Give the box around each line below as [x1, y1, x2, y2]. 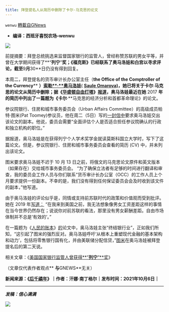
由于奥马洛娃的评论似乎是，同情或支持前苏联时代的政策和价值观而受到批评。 [5, 195, 164, 201]
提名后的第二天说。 [5, 243, 45, 249]
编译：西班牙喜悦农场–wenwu [12, 32, 75, 38]
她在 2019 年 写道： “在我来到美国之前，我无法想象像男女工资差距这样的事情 [5, 201, 162, 207]
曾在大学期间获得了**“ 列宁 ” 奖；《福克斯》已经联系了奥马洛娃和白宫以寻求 [5, 59, 157, 65]
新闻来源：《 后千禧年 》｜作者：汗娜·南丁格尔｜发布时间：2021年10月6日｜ [5, 276, 159, 282]
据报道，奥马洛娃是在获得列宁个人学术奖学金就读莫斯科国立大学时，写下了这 [5, 135, 164, 141]
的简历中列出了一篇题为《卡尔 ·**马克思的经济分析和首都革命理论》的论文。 [5, 95, 161, 101]
